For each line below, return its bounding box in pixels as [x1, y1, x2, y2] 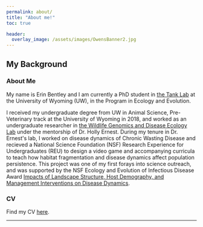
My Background [6, 59, 68, 69]
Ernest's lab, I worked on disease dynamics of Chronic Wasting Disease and [6, 134, 196, 142]
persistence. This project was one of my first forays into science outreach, [6, 160, 192, 167]
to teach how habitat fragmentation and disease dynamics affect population [6, 153, 195, 161]
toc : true [6, 20, 31, 26]
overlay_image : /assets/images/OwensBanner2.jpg [11, 37, 137, 43]
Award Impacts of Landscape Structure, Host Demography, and [6, 173, 164, 180]
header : [6, 31, 26, 37]
